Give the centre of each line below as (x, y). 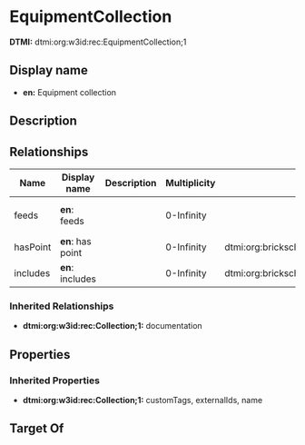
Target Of (37, 429)
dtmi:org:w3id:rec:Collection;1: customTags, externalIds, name (143, 400)
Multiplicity (191, 183)
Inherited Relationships (62, 306)
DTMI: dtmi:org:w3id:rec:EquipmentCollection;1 (98, 42)
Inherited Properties (54, 381)
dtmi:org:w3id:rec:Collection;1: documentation (112, 326)
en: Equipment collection (69, 92)
